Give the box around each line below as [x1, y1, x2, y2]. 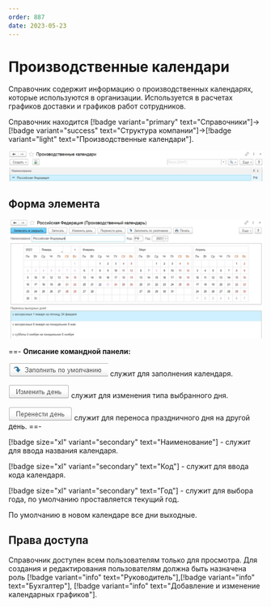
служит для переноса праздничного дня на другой [74, 413, 251, 423]
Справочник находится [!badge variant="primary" [8, 118, 179, 127]
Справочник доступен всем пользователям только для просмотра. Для [8, 555, 258, 565]
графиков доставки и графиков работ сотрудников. [8, 101, 186, 111]
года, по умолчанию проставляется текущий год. [8, 494, 180, 504]
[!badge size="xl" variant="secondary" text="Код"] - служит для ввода [8, 462, 249, 472]
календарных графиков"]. [8, 589, 98, 599]
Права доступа [8, 533, 89, 547]
